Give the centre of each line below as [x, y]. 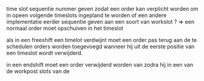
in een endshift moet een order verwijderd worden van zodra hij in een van [100, 65]
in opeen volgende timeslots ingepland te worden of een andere [86, 15]
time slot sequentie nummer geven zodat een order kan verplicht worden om [102, 9]
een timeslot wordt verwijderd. [45, 53]
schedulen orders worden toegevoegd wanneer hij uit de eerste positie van [100, 46]
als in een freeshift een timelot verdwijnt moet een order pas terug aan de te [102, 40]
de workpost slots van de [38, 71]
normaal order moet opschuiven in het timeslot [65, 28]
